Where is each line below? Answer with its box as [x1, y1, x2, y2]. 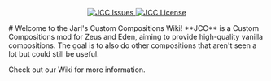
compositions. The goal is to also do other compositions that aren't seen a [8, 40, 257, 50]
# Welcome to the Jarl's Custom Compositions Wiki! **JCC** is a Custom [8, 23, 259, 32]
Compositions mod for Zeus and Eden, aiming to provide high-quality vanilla [8, 32, 263, 41]
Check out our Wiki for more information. [8, 65, 146, 75]
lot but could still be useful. [8, 49, 99, 58]
